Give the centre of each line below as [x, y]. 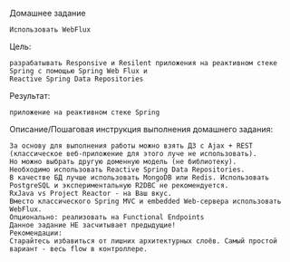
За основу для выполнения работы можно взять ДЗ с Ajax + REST [131, 146]
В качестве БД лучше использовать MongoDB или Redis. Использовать [140, 178]
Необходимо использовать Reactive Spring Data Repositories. [127, 170]
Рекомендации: [36, 233]
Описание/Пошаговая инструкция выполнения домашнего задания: [141, 129]
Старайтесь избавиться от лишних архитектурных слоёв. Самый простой [144, 241]
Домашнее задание [48, 13]
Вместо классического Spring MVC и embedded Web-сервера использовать [145, 201]
